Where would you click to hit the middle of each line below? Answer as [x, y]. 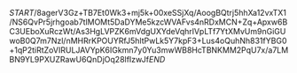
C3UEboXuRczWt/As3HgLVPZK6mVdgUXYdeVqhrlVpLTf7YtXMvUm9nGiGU [148, 31]
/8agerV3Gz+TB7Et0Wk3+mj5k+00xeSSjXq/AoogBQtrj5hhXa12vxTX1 [160, 13]
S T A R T [22, 13]
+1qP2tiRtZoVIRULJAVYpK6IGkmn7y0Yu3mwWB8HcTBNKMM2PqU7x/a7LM [149, 50]
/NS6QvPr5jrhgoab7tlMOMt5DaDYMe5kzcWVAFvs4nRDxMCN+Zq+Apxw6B [148, 22]
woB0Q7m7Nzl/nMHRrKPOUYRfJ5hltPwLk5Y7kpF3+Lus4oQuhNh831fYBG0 [148, 40]
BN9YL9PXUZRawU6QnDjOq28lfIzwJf [79, 59]
